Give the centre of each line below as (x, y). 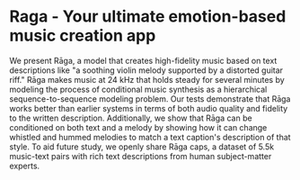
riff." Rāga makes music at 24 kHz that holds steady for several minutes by (147, 79)
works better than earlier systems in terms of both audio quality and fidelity (149, 108)
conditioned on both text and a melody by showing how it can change (138, 127)
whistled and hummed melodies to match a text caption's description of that (150, 137)
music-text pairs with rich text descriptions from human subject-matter (141, 156)
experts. (25, 166)
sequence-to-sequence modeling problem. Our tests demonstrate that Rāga (150, 99)
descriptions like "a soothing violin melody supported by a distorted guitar (146, 70)
